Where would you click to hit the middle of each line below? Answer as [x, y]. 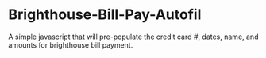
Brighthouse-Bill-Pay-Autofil [105, 15]
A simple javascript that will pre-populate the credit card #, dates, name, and [133, 37]
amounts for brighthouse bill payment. [71, 44]
